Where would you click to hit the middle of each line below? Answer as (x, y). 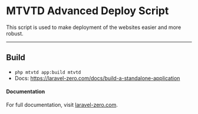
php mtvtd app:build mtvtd (48, 72)
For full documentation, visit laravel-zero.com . (62, 105)
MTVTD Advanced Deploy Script (88, 11)
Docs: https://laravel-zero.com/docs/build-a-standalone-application (97, 78)
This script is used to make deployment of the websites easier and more (94, 27)
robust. (15, 33)
